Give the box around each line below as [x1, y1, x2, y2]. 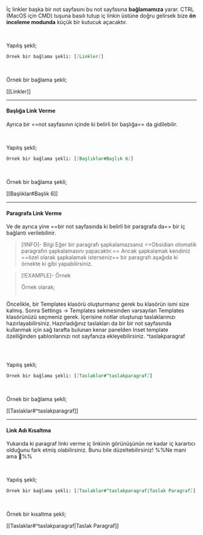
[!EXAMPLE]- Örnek [21, 272, 71, 279]
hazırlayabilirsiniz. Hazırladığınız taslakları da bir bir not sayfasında [6, 320, 172, 327]
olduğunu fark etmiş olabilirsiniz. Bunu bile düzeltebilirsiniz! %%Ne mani [6, 446, 186, 454]
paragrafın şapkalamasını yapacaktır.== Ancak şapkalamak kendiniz [21, 247, 190, 255]
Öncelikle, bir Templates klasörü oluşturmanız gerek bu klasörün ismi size [6, 300, 189, 308]
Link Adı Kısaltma [6, 426, 51, 434]
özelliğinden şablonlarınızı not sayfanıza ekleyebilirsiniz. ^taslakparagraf [6, 332, 185, 340]
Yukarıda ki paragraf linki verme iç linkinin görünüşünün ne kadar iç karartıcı [6, 440, 196, 448]
